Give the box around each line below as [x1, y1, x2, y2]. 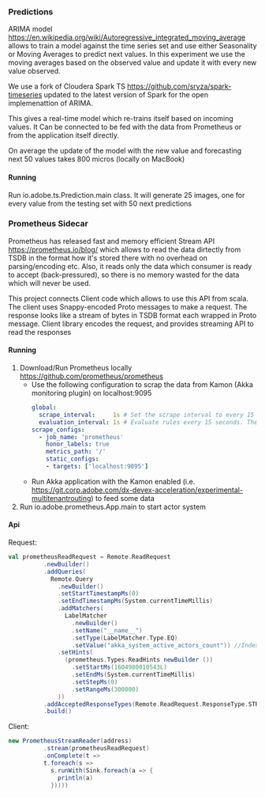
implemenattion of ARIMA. [8, 98, 93, 108]
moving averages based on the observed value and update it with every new [8, 58, 257, 67]
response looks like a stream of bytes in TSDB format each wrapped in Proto [8, 310, 257, 320]
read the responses [8, 327, 72, 336]
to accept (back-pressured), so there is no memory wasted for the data [8, 270, 240, 279]
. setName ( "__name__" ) [71, 626, 144, 635]
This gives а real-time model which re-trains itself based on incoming [8, 114, 234, 123]
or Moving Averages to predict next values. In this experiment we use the [8, 50, 246, 59]
